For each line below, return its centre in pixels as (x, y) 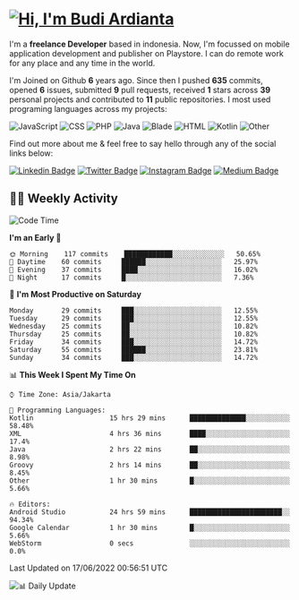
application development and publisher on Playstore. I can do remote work (146, 53)
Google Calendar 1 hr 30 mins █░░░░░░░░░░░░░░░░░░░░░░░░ (150, 527)
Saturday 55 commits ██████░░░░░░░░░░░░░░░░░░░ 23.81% (133, 349)
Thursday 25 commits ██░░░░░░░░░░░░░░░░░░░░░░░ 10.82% (133, 334)
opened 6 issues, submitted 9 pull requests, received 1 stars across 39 (140, 90)
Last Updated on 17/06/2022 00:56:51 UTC (89, 568)
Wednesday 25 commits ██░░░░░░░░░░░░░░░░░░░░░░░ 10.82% (133, 326)
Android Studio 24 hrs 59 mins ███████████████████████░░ (150, 512)
